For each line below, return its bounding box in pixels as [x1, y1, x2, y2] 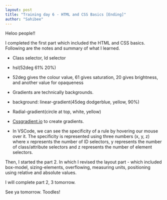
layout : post [5, 7, 32, 12]
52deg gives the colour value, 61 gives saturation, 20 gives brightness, [12, 74, 158, 80]
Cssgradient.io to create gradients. [12, 118, 84, 124]
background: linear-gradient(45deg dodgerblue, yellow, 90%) [12, 99, 140, 105]
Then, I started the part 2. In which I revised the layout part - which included [5, 159, 162, 165]
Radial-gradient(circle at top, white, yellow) [12, 108, 101, 115]
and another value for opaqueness [12, 79, 84, 85]
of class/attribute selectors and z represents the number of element [12, 144, 152, 150]
